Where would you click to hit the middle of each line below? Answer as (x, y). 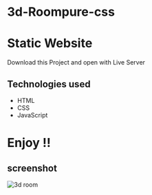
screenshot (32, 168)
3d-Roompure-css (61, 12)
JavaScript (32, 115)
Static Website (50, 44)
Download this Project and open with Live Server (76, 62)
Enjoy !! (29, 143)
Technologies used (49, 84)
